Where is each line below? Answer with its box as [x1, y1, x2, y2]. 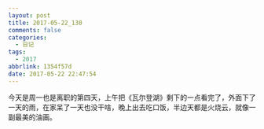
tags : [8, 48, 26, 56]
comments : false [8, 26, 61, 34]
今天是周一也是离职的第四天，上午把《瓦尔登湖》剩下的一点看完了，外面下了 [8, 92, 256, 102]
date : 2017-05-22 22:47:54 [8, 70, 97, 78]
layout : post [8, 11, 51, 20]
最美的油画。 [14, 112, 57, 122]
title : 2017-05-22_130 [8, 19, 82, 27]
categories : [8, 33, 47, 42]
